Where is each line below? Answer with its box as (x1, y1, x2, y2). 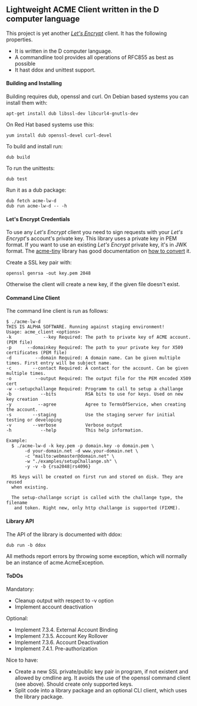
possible (14, 60, 36, 67)
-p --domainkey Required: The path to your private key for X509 (6, 345, 183, 351)
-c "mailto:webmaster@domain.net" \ (24, 454, 115, 459)
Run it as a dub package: (6, 186, 67, 194)
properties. (6, 35, 33, 43)
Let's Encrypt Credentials (6, 215, 70, 222)
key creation (6, 396, 38, 403)
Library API (6, 517, 34, 525)
